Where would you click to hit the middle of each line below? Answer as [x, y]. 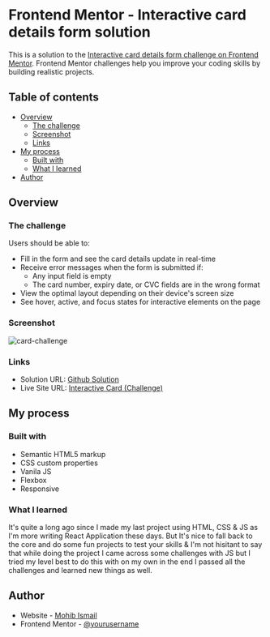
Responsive [39, 489]
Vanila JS [36, 471]
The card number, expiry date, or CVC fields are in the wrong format [146, 284]
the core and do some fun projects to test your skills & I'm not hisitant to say [135, 545]
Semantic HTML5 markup [63, 454]
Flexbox [33, 480]
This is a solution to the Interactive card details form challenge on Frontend [134, 54]
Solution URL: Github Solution [69, 379]
